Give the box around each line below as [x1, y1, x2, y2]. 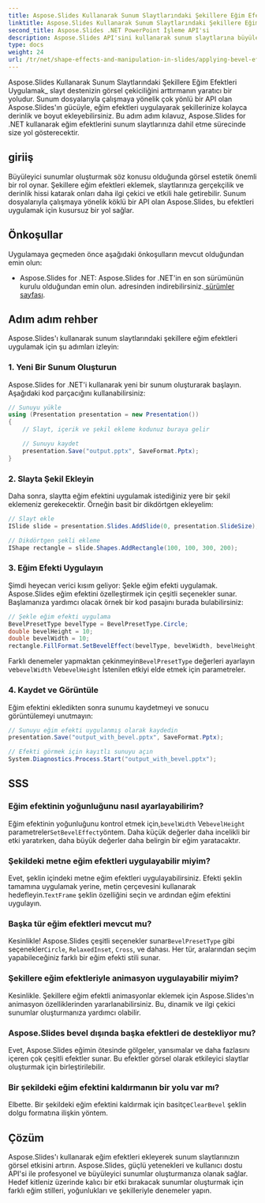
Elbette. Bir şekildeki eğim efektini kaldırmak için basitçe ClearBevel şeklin [8, 1100, 247, 1110]
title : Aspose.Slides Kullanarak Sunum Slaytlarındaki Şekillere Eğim [8, 11, 245, 20]
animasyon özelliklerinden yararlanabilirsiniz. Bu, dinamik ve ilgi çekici [8, 999, 236, 1008]
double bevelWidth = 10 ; [8, 634, 90, 643]
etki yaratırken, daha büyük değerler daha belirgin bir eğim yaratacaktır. [8, 835, 241, 845]
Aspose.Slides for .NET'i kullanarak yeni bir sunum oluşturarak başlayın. [8, 380, 242, 389]
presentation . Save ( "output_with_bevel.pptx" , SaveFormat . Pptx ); [8, 733, 224, 742]
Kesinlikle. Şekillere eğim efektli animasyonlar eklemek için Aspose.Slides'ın [8, 990, 255, 1001]
